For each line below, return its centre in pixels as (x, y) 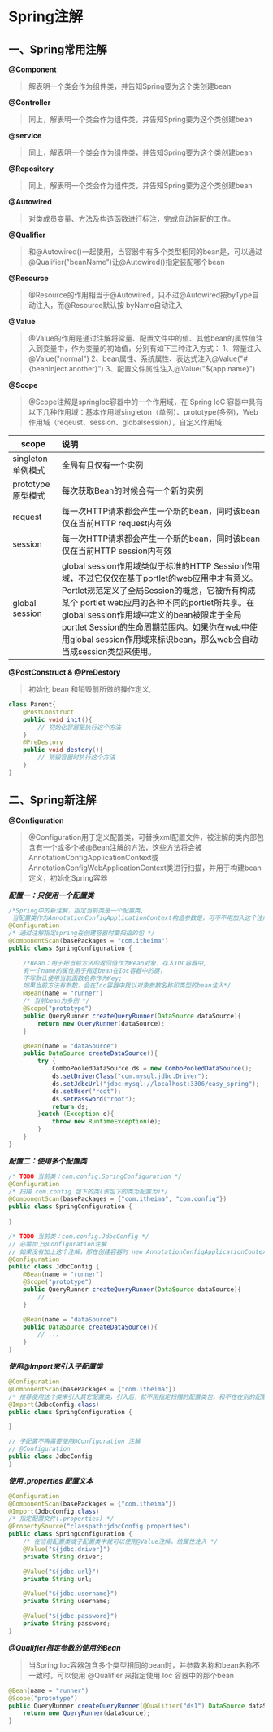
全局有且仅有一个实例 (103, 465)
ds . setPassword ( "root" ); (94, 1099)
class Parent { (32, 705)
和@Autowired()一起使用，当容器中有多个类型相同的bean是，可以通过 (145, 252)
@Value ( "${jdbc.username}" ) (70, 1594)
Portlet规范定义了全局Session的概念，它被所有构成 (159, 590)
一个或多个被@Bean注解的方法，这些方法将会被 (122, 847)
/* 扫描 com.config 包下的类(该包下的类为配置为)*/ (89, 1191)
